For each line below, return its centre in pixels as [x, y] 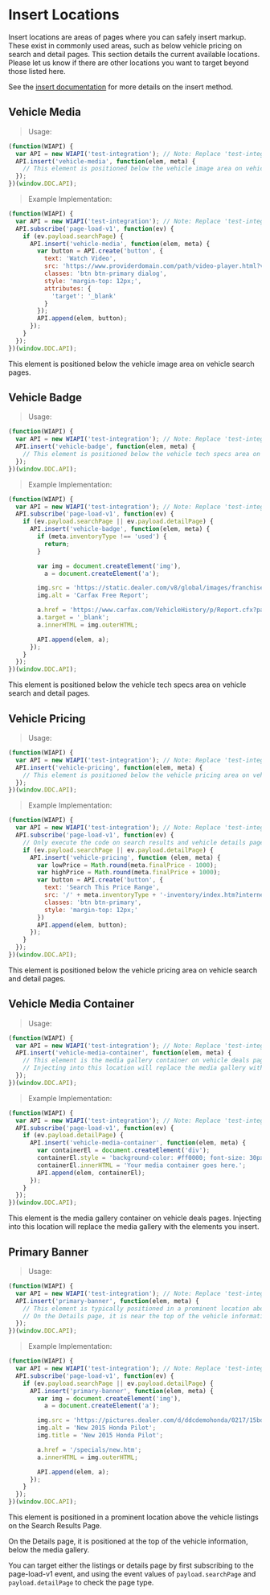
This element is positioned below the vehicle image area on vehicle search [131, 364]
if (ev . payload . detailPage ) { [74, 1136]
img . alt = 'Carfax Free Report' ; [93, 596]
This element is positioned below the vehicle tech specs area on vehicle [127, 684]
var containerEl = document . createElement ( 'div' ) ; [124, 1151]
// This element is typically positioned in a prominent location [136, 1309]
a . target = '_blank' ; [74, 618]
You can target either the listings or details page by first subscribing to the [131, 1565]
